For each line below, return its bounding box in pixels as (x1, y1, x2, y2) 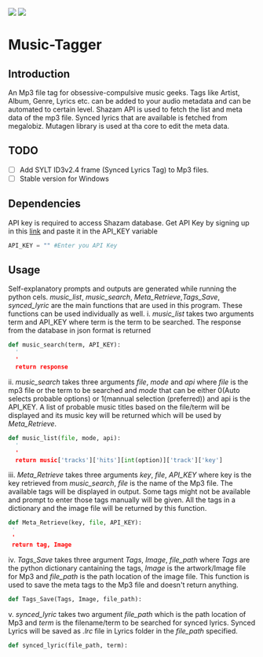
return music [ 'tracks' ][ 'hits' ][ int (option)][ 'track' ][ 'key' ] (15, 456, 223, 464)
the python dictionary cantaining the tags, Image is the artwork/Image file (8, 563, 247, 573)
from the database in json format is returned (8, 326, 152, 336)
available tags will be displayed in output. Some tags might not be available (8, 487, 251, 497)
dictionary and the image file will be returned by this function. (8, 504, 207, 513)
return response (15, 363, 68, 371)
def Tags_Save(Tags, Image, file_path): (8, 595, 143, 603)
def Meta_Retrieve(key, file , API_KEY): (8, 519, 143, 527)
